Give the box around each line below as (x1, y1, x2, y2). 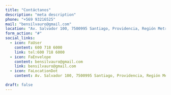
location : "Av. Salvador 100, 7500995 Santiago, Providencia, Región (5, 26, 156, 31)
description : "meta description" (5, 12, 76, 17)
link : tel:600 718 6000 (14, 50, 65, 55)
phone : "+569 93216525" (5, 17, 56, 22)
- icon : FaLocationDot (10, 69, 58, 74)
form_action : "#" (5, 31, 42, 36)
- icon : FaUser (10, 40, 42, 45)
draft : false (5, 82, 33, 87)
